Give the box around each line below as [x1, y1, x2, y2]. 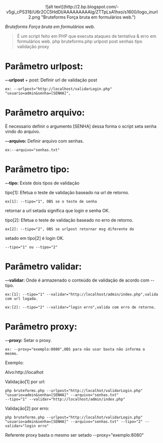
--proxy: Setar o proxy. [5, 337, 52, 343]
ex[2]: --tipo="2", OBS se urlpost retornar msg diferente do [5, 227, 134, 232]
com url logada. [5, 296, 38, 301]
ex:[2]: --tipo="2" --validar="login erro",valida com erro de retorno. [5, 305, 156, 310]
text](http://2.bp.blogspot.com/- [54, 4, 119, 9]
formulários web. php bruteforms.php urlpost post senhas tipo [17, 38, 143, 44]
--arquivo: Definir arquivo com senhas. [5, 138, 84, 144]
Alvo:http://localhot [5, 369, 44, 375]
